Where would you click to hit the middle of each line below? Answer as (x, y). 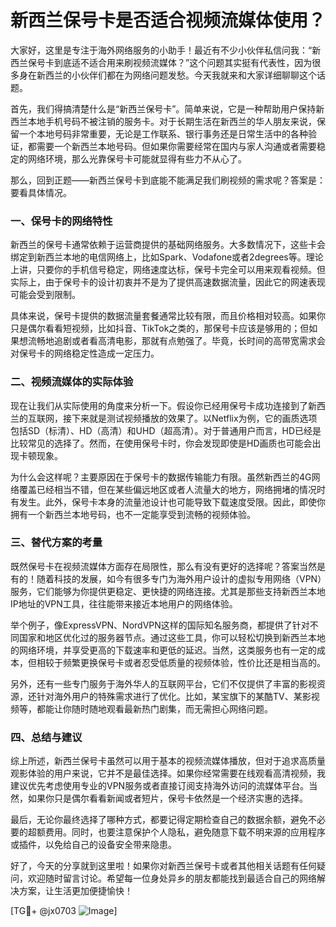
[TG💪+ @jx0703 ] (64, 911)
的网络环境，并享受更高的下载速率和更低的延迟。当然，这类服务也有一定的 (163, 650)
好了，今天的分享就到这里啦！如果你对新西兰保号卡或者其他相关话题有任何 (163, 866)
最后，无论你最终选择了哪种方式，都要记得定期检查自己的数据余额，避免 (159, 820)
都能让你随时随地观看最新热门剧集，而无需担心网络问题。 (154, 708)
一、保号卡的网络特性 (61, 221)
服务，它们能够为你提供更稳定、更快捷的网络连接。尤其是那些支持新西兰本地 (168, 591)
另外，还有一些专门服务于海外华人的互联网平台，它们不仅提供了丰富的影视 (163, 683)
